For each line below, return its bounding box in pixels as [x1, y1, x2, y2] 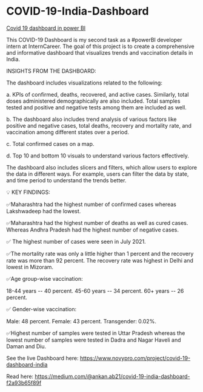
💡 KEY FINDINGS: [6, 188, 50, 196]
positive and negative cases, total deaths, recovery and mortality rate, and [6, 122, 192, 129]
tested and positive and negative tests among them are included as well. [6, 103, 187, 111]
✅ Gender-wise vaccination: [6, 305, 77, 312]
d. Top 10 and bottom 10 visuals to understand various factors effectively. [6, 152, 189, 159]
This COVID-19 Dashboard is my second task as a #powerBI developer [6, 36, 183, 43]
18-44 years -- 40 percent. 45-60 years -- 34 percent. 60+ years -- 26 [6, 287, 184, 294]
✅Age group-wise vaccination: [6, 275, 83, 282]
